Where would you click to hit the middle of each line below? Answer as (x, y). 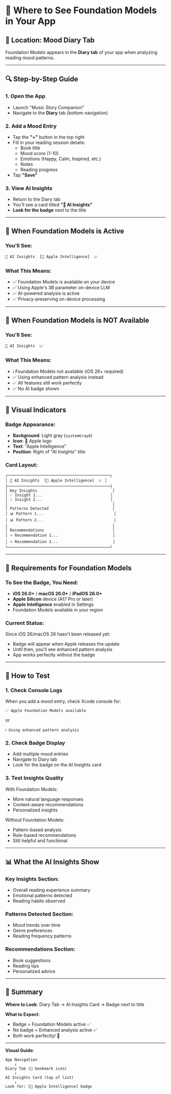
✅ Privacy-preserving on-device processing (59, 299)
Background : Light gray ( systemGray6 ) (52, 435)
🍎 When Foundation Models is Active (65, 231)
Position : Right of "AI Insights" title (49, 451)
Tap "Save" (25, 175)
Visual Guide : (20, 1050)
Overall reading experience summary (51, 890)
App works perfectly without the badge (54, 655)
